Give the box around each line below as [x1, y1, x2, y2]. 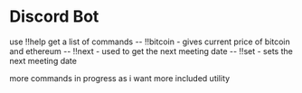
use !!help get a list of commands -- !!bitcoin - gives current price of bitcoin [9, 36, 291, 47]
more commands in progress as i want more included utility [9, 72, 231, 83]
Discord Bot [9, 6, 99, 27]
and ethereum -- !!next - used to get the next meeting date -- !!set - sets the [9, 45, 294, 56]
